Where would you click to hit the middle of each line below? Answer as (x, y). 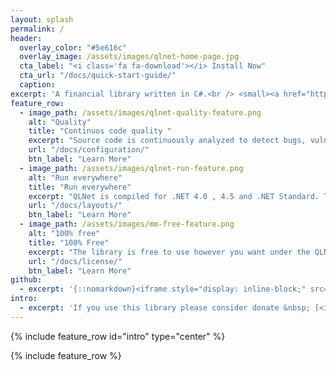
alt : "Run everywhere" (75, 177)
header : (26, 38)
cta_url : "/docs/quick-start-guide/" (98, 76)
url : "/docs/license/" (75, 261)
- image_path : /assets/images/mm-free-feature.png (127, 224)
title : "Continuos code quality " (100, 131)
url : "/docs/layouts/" (75, 206)
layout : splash (42, 19)
